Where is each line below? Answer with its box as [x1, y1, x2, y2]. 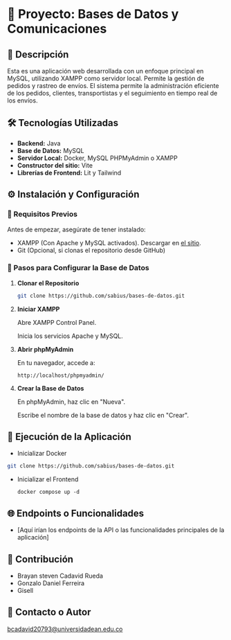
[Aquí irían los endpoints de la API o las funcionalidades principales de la [17, 526, 225, 534]
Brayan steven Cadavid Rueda [17, 571, 104, 580]
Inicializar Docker [17, 450, 67, 458]
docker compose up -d [17, 488, 80, 496]
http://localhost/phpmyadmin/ [17, 372, 105, 379]
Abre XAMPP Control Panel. [17, 318, 97, 326]
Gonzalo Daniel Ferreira [17, 578, 85, 587]
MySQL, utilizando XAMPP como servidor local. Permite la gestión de [7, 74, 205, 82]
